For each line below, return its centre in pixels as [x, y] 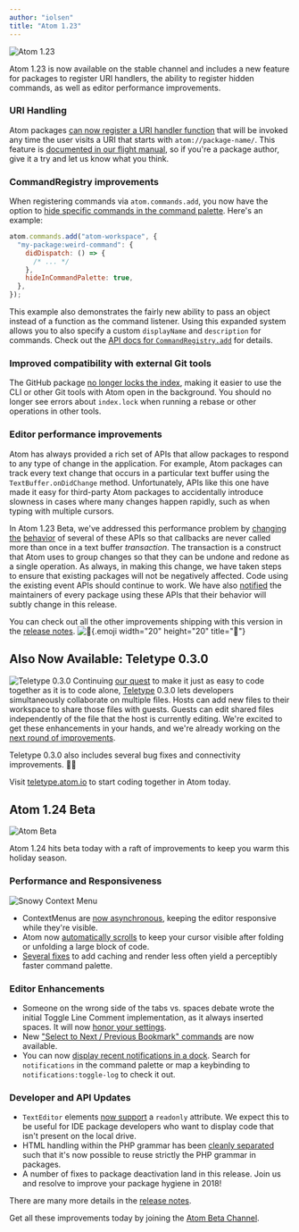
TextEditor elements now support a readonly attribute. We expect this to [156, 1117]
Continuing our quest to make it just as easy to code [169, 681]
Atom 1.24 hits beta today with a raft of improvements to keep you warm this [149, 849]
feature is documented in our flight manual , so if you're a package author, [144, 149]
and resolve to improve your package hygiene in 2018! [122, 1184]
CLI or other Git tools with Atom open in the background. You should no [141, 392]
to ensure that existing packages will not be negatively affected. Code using [149, 575]
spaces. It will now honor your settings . [94, 1027]
